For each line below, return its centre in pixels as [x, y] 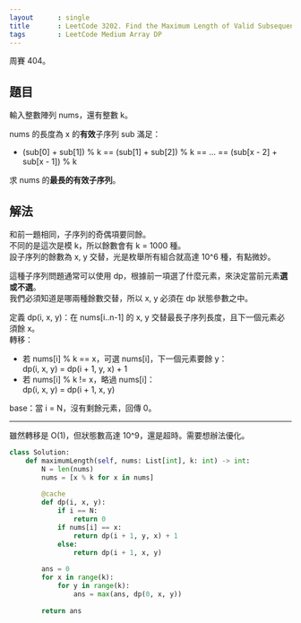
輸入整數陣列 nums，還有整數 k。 [71, 115]
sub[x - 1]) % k [50, 161]
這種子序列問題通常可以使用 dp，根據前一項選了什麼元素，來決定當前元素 [145, 276]
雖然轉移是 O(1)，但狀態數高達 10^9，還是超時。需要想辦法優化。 [129, 435]
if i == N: [77, 511]
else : [67, 544]
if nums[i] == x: [90, 527]
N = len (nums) [68, 469]
